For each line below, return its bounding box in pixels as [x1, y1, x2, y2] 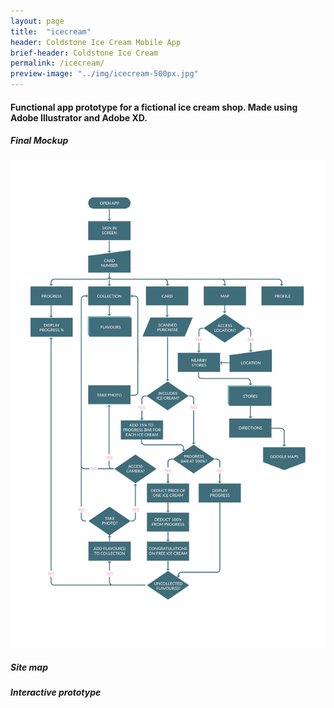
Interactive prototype [10, 686, 102, 699]
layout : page [10, 16, 65, 26]
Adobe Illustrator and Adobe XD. [10, 111, 148, 124]
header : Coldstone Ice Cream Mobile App [10, 37, 182, 47]
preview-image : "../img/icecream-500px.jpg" [10, 69, 199, 79]
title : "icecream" [10, 26, 92, 37]
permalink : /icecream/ [10, 58, 105, 69]
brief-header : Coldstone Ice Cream [10, 48, 159, 58]
